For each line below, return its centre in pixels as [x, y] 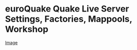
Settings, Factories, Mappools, [68, 19]
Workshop [27, 29]
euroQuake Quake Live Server [67, 9]
